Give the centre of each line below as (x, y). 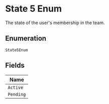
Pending (17, 94)
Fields (15, 66)
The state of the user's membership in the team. (55, 23)
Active (16, 87)
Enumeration (26, 38)
